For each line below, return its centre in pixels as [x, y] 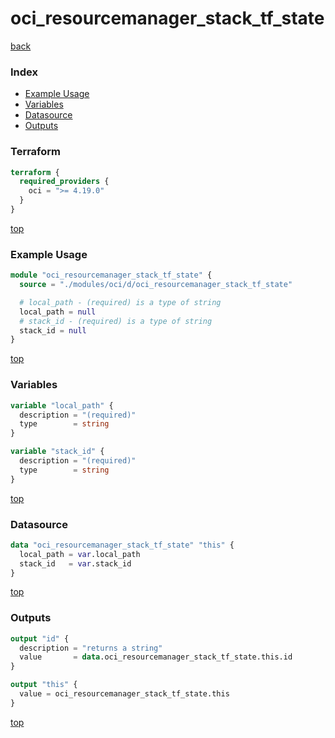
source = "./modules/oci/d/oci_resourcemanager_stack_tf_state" [156, 285]
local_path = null [58, 312]
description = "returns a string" [91, 648]
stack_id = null [53, 330]
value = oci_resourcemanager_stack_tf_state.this [124, 694]
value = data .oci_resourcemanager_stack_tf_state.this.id [156, 657]
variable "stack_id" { [57, 452]
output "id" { [40, 638]
